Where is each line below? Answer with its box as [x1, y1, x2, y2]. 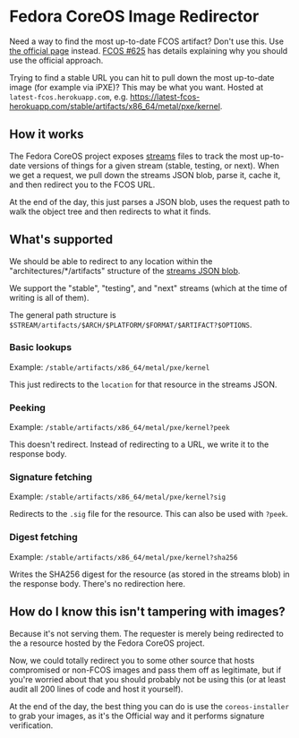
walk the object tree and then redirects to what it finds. [9, 206, 211, 217]
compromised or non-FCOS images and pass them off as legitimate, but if [9, 665, 282, 675]
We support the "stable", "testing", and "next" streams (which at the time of [9, 282, 288, 293]
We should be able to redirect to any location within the [9, 255, 213, 266]
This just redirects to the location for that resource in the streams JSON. [9, 379, 278, 390]
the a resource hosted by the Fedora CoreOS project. [9, 638, 205, 648]
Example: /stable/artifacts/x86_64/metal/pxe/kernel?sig [9, 491, 226, 502]
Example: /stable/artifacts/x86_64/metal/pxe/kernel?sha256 [9, 551, 238, 562]
